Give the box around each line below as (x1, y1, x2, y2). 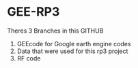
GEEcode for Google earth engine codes (16, 39, 131, 48)
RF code (16, 54, 41, 62)
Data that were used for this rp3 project (16, 47, 128, 55)
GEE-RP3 (7, 4, 60, 20)
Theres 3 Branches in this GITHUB (7, 27, 104, 35)
